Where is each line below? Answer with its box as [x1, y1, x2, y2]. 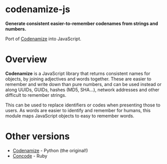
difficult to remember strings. [5, 92, 67, 98]
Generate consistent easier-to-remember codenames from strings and [5, 20, 158, 26]
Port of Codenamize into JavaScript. [5, 36, 81, 42]
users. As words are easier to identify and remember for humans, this [5, 107, 151, 113]
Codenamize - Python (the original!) [12, 147, 88, 153]
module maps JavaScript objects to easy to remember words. [5, 113, 134, 119]
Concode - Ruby [12, 153, 47, 159]
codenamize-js [5, 4, 70, 15]
